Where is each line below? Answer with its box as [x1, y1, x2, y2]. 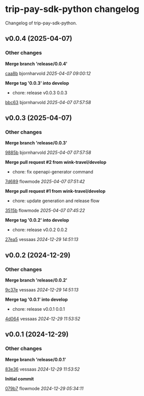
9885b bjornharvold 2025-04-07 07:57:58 [5, 149, 91, 155]
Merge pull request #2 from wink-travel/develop [5, 159, 107, 165]
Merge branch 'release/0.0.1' [5, 356, 66, 362]
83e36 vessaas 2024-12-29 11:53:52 [5, 366, 80, 372]
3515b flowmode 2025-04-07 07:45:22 [5, 208, 85, 214]
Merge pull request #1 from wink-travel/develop [5, 188, 106, 194]
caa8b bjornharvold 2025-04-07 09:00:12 [5, 70, 91, 76]
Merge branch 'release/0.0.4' [5, 61, 68, 67]
